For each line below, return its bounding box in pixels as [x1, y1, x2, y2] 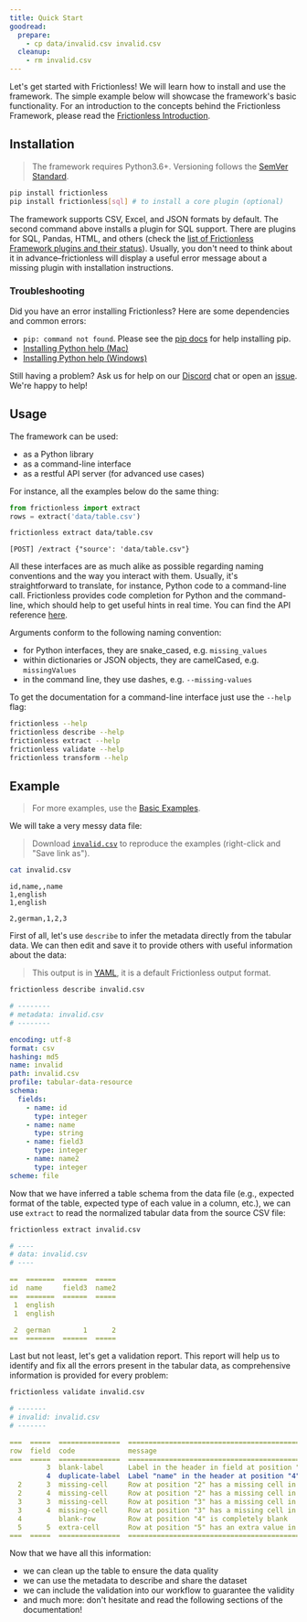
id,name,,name [9, 882, 64, 892]
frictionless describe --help [9, 728, 125, 737]
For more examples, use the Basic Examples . [31, 802, 201, 814]
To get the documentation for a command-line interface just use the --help [9, 692, 291, 703]
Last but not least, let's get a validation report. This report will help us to [9, 1350, 281, 1361]
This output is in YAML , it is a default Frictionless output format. [31, 967, 271, 979]
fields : [17, 1094, 48, 1103]
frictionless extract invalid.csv [9, 1225, 142, 1234]
